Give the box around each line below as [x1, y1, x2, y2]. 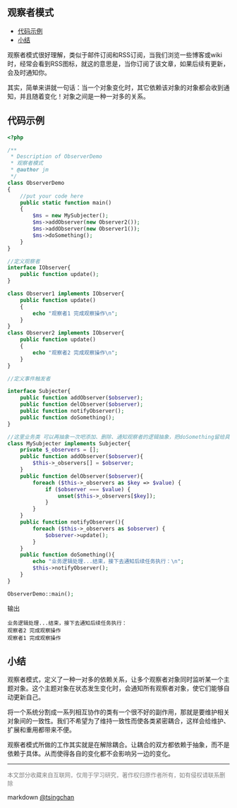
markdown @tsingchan [7, 793, 75, 802]
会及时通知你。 [7, 68, 51, 76]
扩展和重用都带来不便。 [7, 725, 75, 734]
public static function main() [20, 199, 112, 206]
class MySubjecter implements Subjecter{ [7, 440, 131, 447]
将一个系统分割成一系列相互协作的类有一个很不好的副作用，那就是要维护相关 [7, 708, 230, 716]
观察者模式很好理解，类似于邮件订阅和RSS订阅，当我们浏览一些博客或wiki [7, 50, 222, 59]
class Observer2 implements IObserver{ [7, 330, 125, 337]
